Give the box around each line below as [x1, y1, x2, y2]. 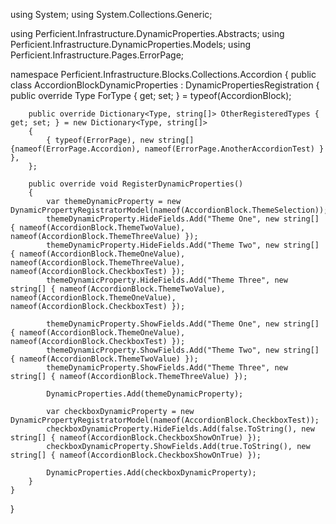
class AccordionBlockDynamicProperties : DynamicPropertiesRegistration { [10, 79, 320, 91]
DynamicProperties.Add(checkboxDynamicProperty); [46, 468, 257, 478]
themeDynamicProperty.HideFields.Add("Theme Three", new [46, 275, 288, 285]
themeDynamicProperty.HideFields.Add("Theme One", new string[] [46, 214, 320, 224]
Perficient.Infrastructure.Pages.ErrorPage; [10, 49, 185, 61]
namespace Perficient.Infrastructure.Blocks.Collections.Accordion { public [10, 69, 317, 80]
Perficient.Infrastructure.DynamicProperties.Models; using [10, 39, 252, 50]
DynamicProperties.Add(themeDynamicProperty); [46, 389, 244, 399]
